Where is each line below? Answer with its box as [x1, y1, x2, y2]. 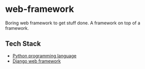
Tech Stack [5, 40, 41, 48]
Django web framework [12, 58, 61, 64]
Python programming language [12, 53, 76, 59]
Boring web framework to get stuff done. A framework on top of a [5, 20, 140, 26]
